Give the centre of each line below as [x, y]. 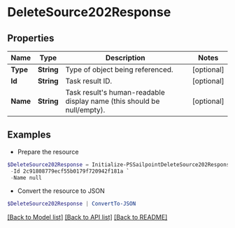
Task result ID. [89, 81]
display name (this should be [113, 101]
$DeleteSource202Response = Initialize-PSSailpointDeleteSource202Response [120, 165]
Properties [31, 38]
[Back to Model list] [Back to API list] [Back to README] [87, 217]
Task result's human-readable [115, 92]
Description [125, 58]
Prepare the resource [48, 152]
